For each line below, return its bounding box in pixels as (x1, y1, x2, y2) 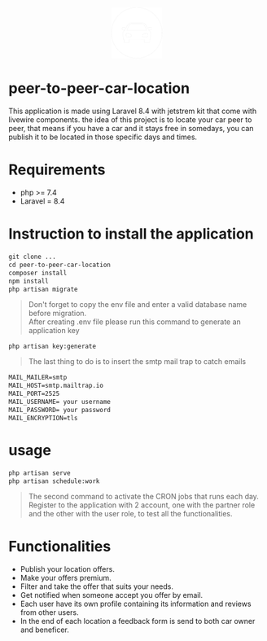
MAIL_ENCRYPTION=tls (8, 414, 79, 422)
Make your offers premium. (20, 573, 112, 582)
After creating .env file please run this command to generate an (28, 317, 242, 327)
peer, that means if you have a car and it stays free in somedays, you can (8, 123, 254, 133)
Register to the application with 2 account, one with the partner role (28, 500, 256, 510)
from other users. (20, 607, 79, 617)
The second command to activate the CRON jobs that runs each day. (28, 491, 259, 501)
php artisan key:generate (8, 342, 96, 350)
